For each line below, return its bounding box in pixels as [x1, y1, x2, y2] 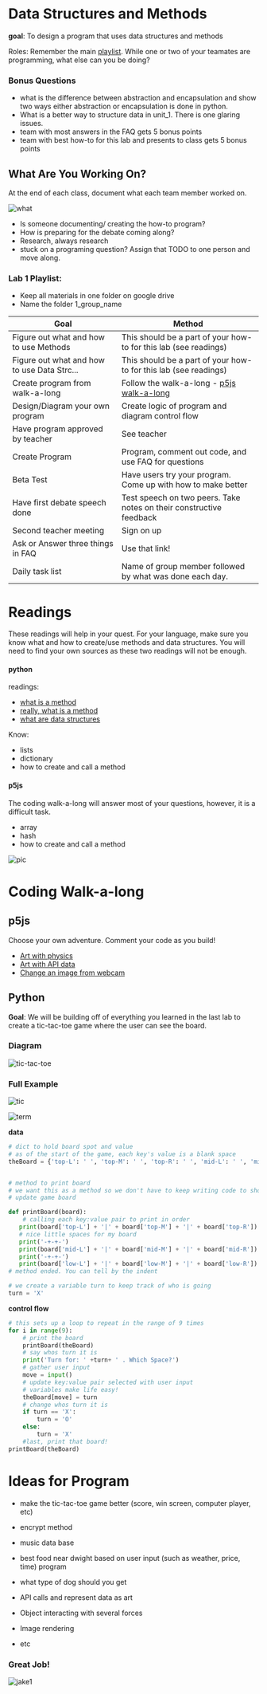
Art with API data [19, 959, 75, 969]
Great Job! [8, 1659, 50, 1670]
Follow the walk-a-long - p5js [122, 378, 236, 389]
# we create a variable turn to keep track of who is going [8, 1282, 212, 1290]
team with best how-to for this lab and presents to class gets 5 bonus [19, 136, 248, 145]
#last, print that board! [22, 1437, 109, 1445]
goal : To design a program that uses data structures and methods [8, 31, 224, 41]
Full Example [8, 1078, 59, 1089]
